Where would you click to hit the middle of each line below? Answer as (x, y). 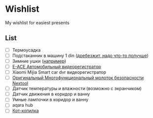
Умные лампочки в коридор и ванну (50, 100)
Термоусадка (26, 50)
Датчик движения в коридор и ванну (51, 94)
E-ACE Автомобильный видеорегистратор (57, 66)
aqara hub (23, 105)
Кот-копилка (26, 111)
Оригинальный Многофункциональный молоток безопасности (78, 78)
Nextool (20, 83)
